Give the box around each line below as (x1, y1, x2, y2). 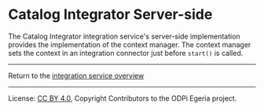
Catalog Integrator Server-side (8, 6, 213, 24)
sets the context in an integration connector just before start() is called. (8, 48, 244, 57)
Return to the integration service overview (8, 71, 145, 80)
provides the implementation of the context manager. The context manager (8, 39, 251, 49)
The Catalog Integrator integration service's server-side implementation (8, 31, 241, 41)
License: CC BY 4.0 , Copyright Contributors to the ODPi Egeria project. (8, 93, 237, 103)
